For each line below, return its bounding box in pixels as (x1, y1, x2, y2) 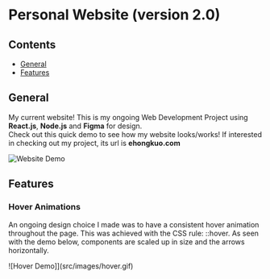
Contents (8, 38, 56, 52)
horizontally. (8, 245, 50, 255)
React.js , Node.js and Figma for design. (8, 121, 143, 131)
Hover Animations (8, 202, 81, 213)
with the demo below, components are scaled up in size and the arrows (8, 236, 245, 247)
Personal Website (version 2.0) (8, 6, 221, 24)
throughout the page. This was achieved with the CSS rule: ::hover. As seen (8, 228, 260, 238)
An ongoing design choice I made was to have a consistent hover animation (8, 219, 260, 229)
